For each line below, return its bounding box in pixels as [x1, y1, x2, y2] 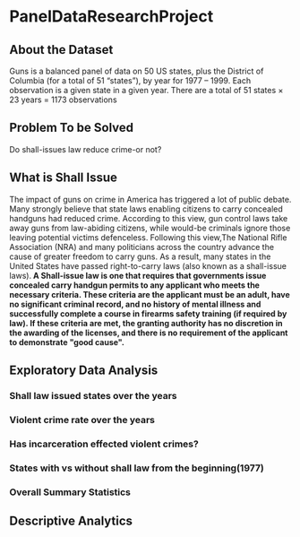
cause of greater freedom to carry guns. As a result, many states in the [9, 251, 271, 262]
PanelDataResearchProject [9, 6, 214, 27]
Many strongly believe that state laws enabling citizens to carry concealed [9, 204, 284, 214]
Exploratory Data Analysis [9, 363, 159, 378]
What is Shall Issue [9, 170, 118, 186]
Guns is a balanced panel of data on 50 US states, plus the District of [9, 65, 264, 76]
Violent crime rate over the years [9, 413, 155, 426]
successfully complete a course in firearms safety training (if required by [9, 307, 287, 319]
